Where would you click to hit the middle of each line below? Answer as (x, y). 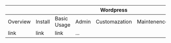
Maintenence (152, 21)
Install (42, 21)
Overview (19, 21)
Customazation (114, 21)
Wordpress (114, 10)
